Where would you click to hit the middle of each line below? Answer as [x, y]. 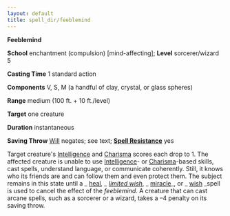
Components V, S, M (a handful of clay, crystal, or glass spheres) [100, 87]
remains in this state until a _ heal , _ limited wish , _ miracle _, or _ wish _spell [114, 183]
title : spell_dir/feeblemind [49, 20]
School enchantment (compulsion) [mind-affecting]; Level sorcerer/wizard [113, 53]
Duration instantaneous [41, 127]
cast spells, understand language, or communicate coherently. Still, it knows [115, 168]
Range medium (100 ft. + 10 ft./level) [59, 100]
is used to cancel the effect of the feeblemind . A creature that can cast [107, 190]
